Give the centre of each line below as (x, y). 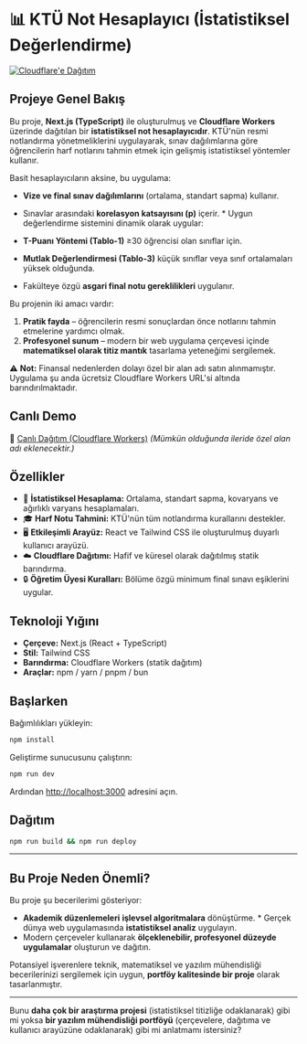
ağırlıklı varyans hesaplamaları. (81, 508)
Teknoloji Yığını (54, 621)
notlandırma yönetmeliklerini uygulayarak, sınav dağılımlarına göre (134, 141)
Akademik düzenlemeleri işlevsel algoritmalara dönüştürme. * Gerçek (157, 918)
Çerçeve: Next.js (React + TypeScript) (95, 644)
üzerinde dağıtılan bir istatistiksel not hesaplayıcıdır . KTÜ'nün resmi (139, 131)
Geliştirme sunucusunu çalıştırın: (71, 757)
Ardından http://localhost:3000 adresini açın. (94, 791)
